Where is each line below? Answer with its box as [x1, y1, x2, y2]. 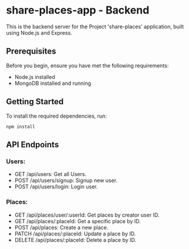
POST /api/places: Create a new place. [14, 224, 109, 231]
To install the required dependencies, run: [6, 112, 107, 119]
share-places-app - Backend [6, 4, 150, 17]
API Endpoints [6, 140, 59, 150]
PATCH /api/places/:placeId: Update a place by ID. [14, 230, 136, 237]
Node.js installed [14, 73, 56, 80]
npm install [6, 124, 35, 130]
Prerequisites [6, 47, 56, 57]
